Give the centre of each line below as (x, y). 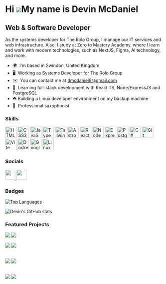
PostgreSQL (25, 93)
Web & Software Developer (48, 28)
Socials (14, 162)
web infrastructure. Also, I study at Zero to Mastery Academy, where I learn (83, 45)
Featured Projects (27, 224)
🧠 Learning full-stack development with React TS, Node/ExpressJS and (86, 88)
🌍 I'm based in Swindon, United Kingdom (56, 65)
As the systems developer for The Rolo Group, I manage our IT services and (83, 39)
